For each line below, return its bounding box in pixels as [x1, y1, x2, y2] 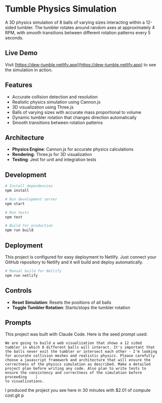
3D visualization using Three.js [12, 104, 74, 110]
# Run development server [5, 197, 57, 201]
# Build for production [5, 223, 53, 228]
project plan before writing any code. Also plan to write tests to [5, 366, 146, 371]
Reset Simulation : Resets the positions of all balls [12, 299, 112, 305]
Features [5, 81, 32, 89]
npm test [5, 215, 23, 219]
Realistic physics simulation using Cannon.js [12, 99, 101, 105]
